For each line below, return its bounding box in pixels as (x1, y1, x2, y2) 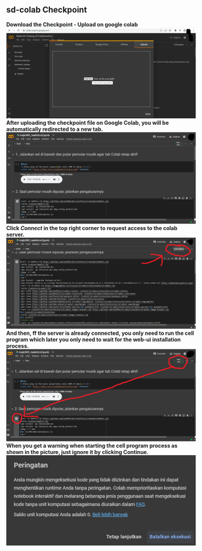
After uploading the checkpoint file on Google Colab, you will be (6, 119, 170, 126)
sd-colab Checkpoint (6, 5, 87, 15)
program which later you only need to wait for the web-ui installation (6, 335, 181, 343)
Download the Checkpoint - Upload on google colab (6, 20, 138, 28)
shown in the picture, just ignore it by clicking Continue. (6, 448, 149, 455)
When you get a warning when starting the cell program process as (6, 442, 178, 449)
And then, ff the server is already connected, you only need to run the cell (6, 329, 194, 337)
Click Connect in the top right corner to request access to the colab (6, 224, 177, 231)
